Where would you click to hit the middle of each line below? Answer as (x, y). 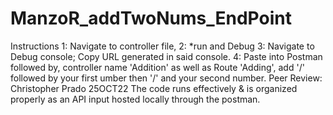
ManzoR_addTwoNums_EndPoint (151, 18)
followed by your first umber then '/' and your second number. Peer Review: (166, 78)
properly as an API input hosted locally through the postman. (135, 99)
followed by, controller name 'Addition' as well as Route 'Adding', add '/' (157, 67)
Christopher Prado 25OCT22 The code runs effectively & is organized (154, 88)
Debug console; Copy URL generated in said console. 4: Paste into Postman (166, 56)
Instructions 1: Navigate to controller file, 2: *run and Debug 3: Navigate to (162, 46)
